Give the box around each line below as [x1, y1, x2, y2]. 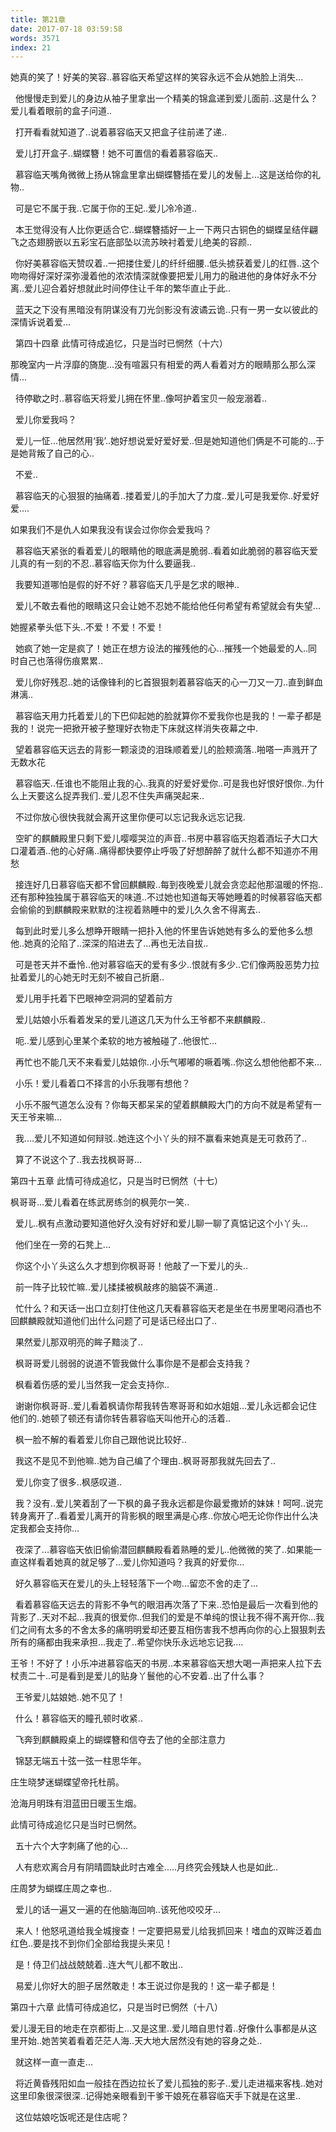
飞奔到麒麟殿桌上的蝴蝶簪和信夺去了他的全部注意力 [14, 1734, 226, 1746]
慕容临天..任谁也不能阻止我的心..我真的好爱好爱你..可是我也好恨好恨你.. [14, 777, 308, 790]
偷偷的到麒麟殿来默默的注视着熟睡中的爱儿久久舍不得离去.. [18, 904, 262, 916]
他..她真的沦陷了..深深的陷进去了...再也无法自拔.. [10, 937, 209, 950]
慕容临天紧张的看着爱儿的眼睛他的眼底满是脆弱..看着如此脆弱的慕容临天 [14, 545, 310, 557]
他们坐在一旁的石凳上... [14, 1239, 111, 1251]
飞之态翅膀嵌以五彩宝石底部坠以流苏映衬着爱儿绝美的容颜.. [10, 236, 253, 248]
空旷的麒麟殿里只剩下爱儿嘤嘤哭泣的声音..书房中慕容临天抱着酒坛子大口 [14, 832, 310, 845]
